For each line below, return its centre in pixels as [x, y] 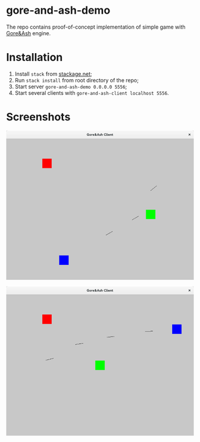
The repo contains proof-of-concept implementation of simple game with [96, 27]
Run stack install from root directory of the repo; [76, 80]
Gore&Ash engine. [29, 33]
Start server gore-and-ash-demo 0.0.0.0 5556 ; [71, 86]
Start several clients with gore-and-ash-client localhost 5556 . [92, 92]
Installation [35, 58]
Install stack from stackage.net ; [53, 74]
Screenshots [38, 117]
